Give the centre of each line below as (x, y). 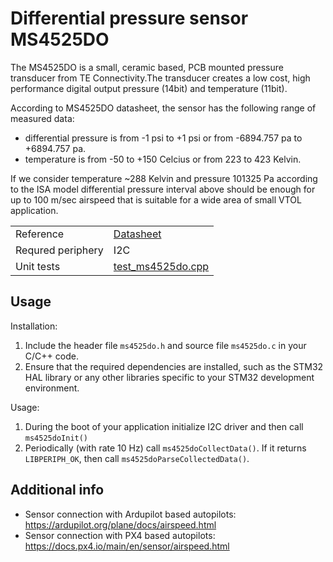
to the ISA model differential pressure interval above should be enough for (163, 189)
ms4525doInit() (56, 438)
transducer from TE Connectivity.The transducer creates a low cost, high (160, 78)
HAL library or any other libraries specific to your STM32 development (169, 377)
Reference (40, 234)
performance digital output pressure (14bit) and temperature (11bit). (149, 88)
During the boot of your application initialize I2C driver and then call (164, 426)
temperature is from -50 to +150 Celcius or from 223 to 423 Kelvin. (163, 159)
